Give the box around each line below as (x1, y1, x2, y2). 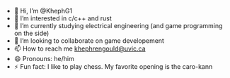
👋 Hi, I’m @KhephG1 (13, 7, 73, 15)
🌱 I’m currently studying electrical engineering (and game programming (13, 22, 223, 30)
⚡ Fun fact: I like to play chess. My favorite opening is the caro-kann (13, 63, 213, 70)
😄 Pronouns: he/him (13, 55, 74, 63)
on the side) (13, 29, 50, 37)
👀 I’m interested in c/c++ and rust (13, 14, 112, 22)
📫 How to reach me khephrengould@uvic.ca (13, 44, 146, 53)
